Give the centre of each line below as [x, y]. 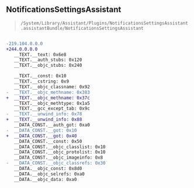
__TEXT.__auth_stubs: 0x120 [48, 60]
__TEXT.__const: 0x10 [40, 76]
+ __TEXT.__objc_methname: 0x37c [48, 98]
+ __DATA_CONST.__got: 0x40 [41, 136]
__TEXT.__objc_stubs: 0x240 [48, 66]
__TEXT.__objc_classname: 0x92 [52, 87]
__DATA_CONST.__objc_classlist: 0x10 [60, 147]
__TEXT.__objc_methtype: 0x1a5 [52, 103]
